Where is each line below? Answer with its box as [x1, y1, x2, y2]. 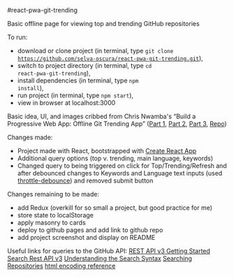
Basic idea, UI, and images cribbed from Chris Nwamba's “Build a [7, 112, 196, 120]
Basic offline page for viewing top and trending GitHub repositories [7, 20, 200, 27]
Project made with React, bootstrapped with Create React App [17, 147, 197, 155]
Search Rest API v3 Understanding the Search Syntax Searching [7, 255, 192, 262]
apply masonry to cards [17, 218, 86, 227]
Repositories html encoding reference [7, 262, 116, 270]
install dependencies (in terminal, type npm [17, 76, 139, 85]
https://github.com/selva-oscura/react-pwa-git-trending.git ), [17, 54, 204, 62]
